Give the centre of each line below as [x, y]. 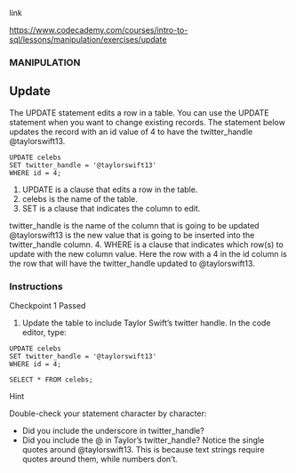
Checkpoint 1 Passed [48, 306]
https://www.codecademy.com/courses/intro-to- [99, 30]
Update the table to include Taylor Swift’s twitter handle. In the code [146, 323]
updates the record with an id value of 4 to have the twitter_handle [131, 132]
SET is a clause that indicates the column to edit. [111, 208]
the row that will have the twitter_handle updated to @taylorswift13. [132, 263]
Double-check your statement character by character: [108, 413]
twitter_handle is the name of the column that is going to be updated [134, 225]
